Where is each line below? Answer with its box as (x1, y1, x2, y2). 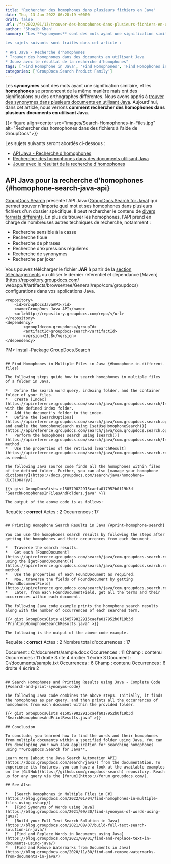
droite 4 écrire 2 (5, 665, 39, 671)
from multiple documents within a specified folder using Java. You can (5, 738, 163, 743)
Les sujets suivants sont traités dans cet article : (5, 40, 122, 46)
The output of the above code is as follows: (5, 500, 103, 505)
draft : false (5, 17, 33, 22)
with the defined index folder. (5, 406, 74, 411)
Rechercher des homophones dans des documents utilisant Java (12, 156, 149, 162)
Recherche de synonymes (12, 251, 68, 257)
